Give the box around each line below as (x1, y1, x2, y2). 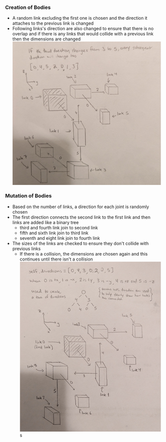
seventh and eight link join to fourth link (19, 235, 100, 241)
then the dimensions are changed (12, 36, 81, 42)
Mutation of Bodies (5, 192, 52, 199)
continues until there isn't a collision (19, 256, 93, 262)
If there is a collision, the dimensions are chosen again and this (19, 251, 148, 257)
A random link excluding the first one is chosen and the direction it (12, 15, 148, 21)
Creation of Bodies (5, 4, 51, 11)
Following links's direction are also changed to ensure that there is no (12, 26, 154, 32)
